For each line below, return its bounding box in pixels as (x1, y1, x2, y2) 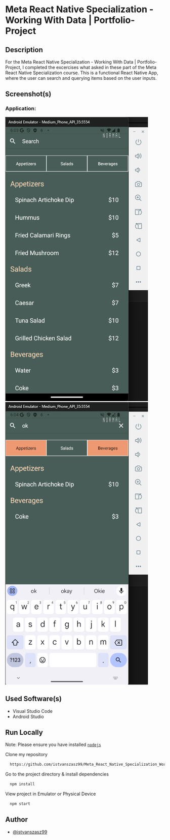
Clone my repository (5, 752, 48, 758)
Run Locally (5, 728, 43, 737)
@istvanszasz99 (12, 829, 48, 835)
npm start (10, 801, 30, 806)
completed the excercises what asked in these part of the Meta (25, 65, 157, 70)
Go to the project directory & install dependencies (5, 771, 109, 777)
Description (5, 45, 43, 54)
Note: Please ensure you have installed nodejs (5, 741, 101, 748)
